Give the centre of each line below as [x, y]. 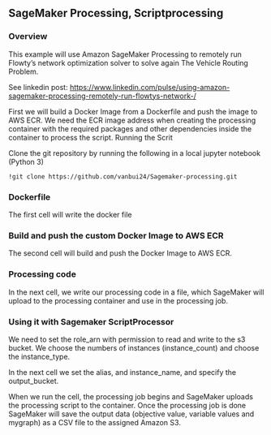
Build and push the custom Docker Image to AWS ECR [116, 235]
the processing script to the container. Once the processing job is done [127, 405]
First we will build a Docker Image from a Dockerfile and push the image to [133, 111]
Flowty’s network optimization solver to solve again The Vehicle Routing [129, 62]
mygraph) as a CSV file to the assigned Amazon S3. [95, 422]
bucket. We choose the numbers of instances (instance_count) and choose [134, 347]
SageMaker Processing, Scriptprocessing [116, 13]
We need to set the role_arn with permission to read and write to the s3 [127, 339]
